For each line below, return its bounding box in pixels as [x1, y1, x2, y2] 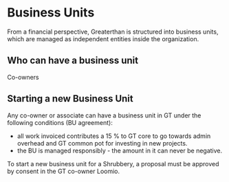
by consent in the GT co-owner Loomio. [7, 167, 120, 175]
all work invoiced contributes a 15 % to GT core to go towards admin [17, 132, 211, 140]
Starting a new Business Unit [7, 93, 134, 104]
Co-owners [7, 73, 39, 81]
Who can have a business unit [7, 55, 139, 67]
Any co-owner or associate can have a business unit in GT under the [7, 111, 201, 120]
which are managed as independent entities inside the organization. [7, 34, 199, 43]
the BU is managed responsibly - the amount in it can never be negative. [17, 146, 223, 155]
